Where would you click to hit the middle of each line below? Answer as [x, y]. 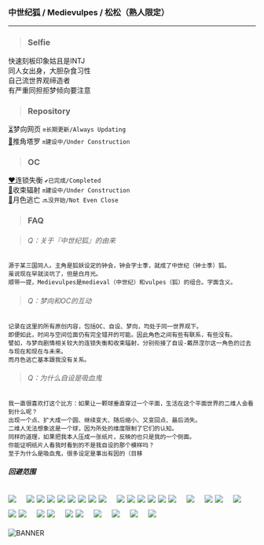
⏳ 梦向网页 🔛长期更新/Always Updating [67, 129]
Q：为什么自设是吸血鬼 [64, 378]
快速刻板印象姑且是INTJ [47, 60]
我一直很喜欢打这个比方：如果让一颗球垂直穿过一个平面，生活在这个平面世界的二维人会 [128, 403]
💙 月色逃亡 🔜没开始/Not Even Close [64, 200]
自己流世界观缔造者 [39, 80]
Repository [49, 111]
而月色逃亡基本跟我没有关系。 [49, 360]
